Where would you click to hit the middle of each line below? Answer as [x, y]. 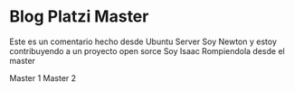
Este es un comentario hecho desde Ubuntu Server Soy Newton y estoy [143, 41]
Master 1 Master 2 [43, 77]
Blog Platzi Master [79, 17]
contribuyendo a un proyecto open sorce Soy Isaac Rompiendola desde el [147, 50]
